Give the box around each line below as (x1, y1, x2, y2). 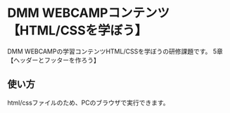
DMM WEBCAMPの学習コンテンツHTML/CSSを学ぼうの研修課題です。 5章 (7, 47, 223, 55)
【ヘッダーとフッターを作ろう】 (7, 55, 100, 64)
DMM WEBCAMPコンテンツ (7, 5, 170, 21)
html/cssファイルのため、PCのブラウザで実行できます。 (7, 98, 170, 107)
